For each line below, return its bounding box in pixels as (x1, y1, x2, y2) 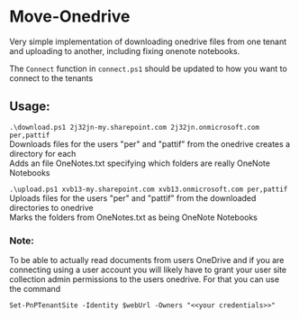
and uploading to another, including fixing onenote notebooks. (9, 45, 240, 56)
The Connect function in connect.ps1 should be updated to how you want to (9, 63, 288, 74)
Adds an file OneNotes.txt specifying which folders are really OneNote (9, 158, 270, 169)
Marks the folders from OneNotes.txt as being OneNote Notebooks (9, 212, 258, 223)
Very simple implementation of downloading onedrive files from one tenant (9, 36, 287, 47)
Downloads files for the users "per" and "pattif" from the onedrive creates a (9, 138, 291, 150)
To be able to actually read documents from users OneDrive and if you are (9, 255, 285, 266)
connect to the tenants (9, 72, 94, 83)
